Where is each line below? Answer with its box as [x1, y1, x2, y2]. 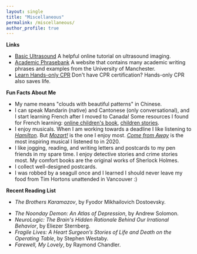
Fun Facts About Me [6, 89, 56, 96]
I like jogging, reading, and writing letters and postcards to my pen [14, 144, 175, 151]
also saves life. [14, 78, 51, 85]
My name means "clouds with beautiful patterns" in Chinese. [14, 101, 162, 108]
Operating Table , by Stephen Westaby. [14, 235, 109, 242]
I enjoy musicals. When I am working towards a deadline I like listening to [14, 126, 192, 133]
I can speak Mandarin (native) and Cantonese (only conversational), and [14, 107, 190, 114]
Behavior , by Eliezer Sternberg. [14, 222, 91, 230]
